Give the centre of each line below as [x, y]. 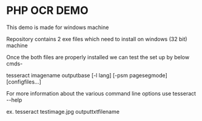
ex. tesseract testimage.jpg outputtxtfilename [63, 111]
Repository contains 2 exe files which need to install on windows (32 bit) [97, 39]
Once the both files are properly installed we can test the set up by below [98, 57]
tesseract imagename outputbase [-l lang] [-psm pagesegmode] [87, 75]
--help [14, 100]
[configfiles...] [24, 82]
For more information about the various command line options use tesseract [101, 93]
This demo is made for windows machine [58, 27]
